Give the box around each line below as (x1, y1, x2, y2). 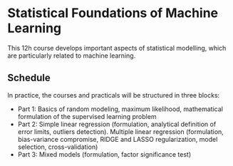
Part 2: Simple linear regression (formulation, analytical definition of (17, 120, 217, 128)
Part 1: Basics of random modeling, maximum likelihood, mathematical (17, 105, 223, 113)
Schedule (7, 72, 51, 84)
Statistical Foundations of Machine (7, 5, 219, 21)
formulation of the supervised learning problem (17, 112, 157, 120)
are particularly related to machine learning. (7, 51, 136, 60)
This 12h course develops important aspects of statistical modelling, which (7, 43, 227, 52)
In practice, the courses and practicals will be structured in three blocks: (7, 90, 220, 99)
